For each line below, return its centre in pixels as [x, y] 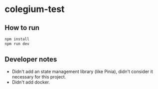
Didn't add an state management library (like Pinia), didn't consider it [82, 71]
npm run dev [17, 43]
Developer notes [31, 59]
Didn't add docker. [31, 82]
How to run [22, 28]
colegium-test [35, 9]
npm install [17, 39]
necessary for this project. [39, 76]
